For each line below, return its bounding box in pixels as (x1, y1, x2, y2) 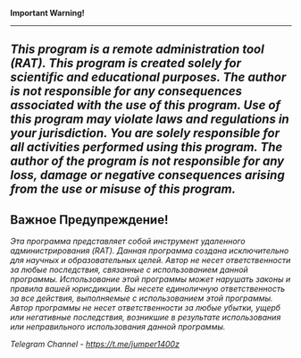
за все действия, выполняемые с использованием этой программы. (10, 293, 273, 303)
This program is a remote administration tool (10, 42, 264, 57)
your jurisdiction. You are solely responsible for (10, 125, 280, 141)
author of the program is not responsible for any (10, 154, 285, 169)
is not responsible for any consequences (10, 84, 243, 99)
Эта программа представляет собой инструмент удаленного (10, 236, 246, 247)
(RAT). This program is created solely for (10, 55, 242, 71)
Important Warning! (10, 8, 86, 18)
